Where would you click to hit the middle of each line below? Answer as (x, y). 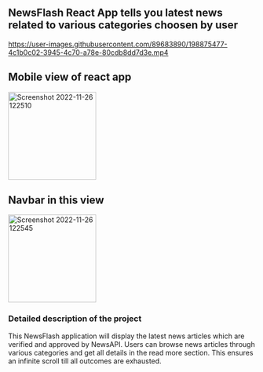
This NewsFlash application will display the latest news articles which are (126, 336)
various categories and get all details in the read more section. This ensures (131, 352)
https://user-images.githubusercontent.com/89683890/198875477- (118, 44)
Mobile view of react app (70, 77)
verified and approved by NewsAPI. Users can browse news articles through (131, 344)
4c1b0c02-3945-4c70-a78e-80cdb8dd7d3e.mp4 (88, 52)
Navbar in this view (56, 201)
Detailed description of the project (75, 319)
